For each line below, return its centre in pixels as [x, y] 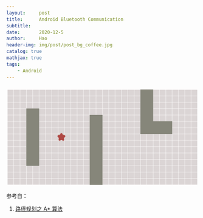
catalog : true [24, 52]
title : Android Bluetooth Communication [65, 19]
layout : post [28, 13]
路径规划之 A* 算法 [39, 209]
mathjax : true [24, 58]
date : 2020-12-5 [35, 32]
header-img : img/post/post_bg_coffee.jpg [60, 45]
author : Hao [27, 39]
